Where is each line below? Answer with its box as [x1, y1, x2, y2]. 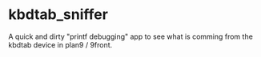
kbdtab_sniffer [8, 6, 108, 24]
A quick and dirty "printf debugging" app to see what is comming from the [8, 32, 254, 41]
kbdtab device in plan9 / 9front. [8, 40, 113, 49]
